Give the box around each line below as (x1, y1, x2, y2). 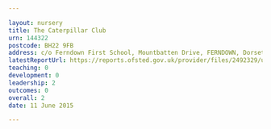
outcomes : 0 (8, 86, 48, 94)
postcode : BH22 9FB (8, 41, 74, 49)
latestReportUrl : (8, 56, 67, 64)
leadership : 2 (8, 78, 56, 87)
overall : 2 (8, 94, 45, 102)
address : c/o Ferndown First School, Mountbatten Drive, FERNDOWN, (8, 49, 240, 57)
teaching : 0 (8, 64, 48, 73)
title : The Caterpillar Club (8, 26, 106, 35)
